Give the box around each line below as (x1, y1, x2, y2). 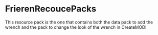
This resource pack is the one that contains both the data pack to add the (5, 19, 153, 25)
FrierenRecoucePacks (5, 3, 96, 14)
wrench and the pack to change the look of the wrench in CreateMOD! (5, 24, 147, 30)
